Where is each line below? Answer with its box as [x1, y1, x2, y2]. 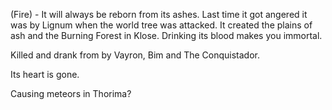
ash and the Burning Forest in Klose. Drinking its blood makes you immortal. [10, 30, 323, 41]
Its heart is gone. [10, 69, 80, 80]
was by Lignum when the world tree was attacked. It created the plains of [10, 19, 313, 31]
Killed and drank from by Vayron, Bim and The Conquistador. [10, 49, 261, 61]
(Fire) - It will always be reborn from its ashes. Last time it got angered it [10, 9, 308, 20]
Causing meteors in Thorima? [10, 88, 132, 99]
